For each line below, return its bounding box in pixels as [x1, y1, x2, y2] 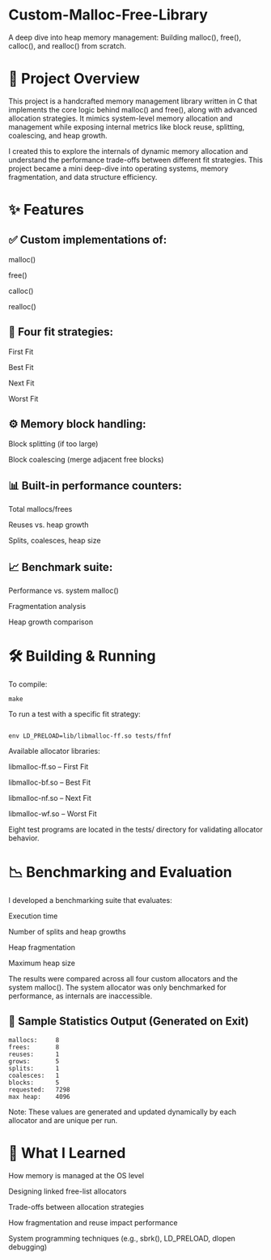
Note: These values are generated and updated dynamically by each [8, 1107, 237, 1117]
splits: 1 [8, 1064, 60, 1072]
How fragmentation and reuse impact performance [8, 1217, 178, 1228]
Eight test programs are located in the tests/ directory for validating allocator [8, 824, 263, 835]
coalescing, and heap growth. [8, 130, 108, 140]
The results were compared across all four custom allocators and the [8, 974, 239, 983]
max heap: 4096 [8, 1092, 70, 1100]
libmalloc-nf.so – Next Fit [8, 794, 91, 803]
